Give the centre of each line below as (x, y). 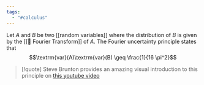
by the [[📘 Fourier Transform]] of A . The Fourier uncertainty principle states (102, 41)
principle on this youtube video (60, 75)
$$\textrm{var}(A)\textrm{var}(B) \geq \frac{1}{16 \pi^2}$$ (103, 57)
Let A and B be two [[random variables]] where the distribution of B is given (102, 35)
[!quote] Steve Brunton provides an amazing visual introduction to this (109, 69)
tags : (13, 12)
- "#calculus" (30, 18)
